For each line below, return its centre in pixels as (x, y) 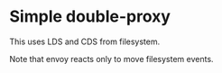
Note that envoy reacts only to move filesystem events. (111, 59)
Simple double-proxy (90, 17)
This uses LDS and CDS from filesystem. (85, 41)
